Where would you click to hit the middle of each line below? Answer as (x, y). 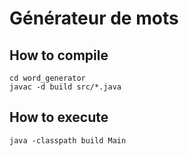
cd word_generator (47, 78)
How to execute (59, 117)
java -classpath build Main (68, 140)
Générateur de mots (94, 18)
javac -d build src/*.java (65, 87)
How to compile (59, 55)
